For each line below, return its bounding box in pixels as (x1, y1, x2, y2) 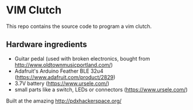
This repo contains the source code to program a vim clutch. (6, 23, 152, 30)
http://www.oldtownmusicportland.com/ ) (14, 61, 113, 68)
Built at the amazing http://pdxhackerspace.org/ (6, 97, 122, 104)
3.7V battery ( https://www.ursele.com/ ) (14, 80, 110, 87)
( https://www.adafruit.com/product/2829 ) (14, 73, 116, 80)
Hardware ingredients (6, 40, 88, 49)
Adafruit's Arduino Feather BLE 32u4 (14, 68, 104, 74)
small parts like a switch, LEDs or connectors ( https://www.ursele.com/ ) (14, 86, 188, 93)
